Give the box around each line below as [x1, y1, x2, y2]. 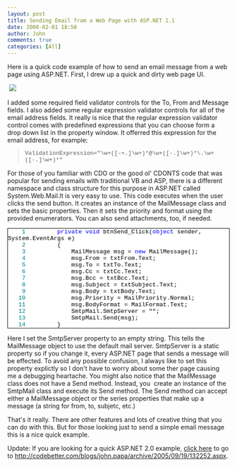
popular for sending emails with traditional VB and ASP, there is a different [7, 177, 223, 184]
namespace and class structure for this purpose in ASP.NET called [7, 184, 201, 192]
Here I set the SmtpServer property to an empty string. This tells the [7, 334, 205, 343]
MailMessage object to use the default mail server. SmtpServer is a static [7, 342, 220, 350]
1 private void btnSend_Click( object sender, [21, 228, 202, 235]
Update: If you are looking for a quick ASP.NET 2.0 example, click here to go [7, 444, 229, 452]
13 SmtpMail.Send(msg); [18, 314, 139, 321]
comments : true [7, 37, 52, 44]
